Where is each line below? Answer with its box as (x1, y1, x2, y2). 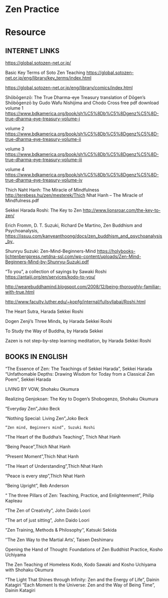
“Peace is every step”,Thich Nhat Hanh (5, 473, 85, 479)
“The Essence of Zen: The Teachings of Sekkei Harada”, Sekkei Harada (5, 366, 152, 372)
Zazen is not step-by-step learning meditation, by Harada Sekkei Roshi (5, 338, 151, 344)
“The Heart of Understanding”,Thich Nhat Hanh (5, 463, 103, 469)
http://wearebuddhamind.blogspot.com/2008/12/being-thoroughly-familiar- (5, 284, 161, 290)
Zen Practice (5, 4, 60, 15)
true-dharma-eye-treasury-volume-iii (5, 157, 82, 163)
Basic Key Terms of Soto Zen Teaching (5, 69, 85, 76)
